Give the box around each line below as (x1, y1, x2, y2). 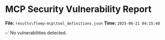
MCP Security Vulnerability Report (5, 3, 151, 15)
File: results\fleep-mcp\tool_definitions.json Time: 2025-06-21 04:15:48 (5, 20, 160, 26)
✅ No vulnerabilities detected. (5, 29, 67, 35)
